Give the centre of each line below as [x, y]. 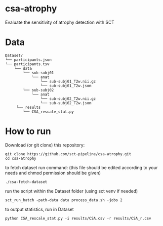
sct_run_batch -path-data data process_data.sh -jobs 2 [64, 200]
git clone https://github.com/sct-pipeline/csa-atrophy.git [68, 154]
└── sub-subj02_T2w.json [66, 103]
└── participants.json [28, 60]
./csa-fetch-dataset [26, 182]
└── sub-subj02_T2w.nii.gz [68, 99]
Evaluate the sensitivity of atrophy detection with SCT [60, 22]
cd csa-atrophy [21, 158]
